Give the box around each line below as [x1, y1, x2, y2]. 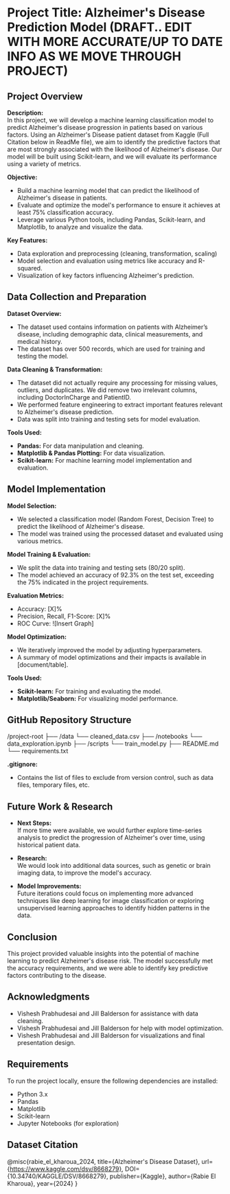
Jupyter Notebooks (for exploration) [16, 1119, 119, 1127]
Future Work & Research [7, 801, 113, 812]
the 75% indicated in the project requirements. [16, 578, 149, 586]
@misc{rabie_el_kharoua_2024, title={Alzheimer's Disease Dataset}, [7, 1157, 200, 1165]
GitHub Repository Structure [7, 714, 132, 726]
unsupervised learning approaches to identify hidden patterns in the [16, 904, 211, 912]
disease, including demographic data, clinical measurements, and [16, 330, 203, 338]
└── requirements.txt [7, 747, 69, 755]
